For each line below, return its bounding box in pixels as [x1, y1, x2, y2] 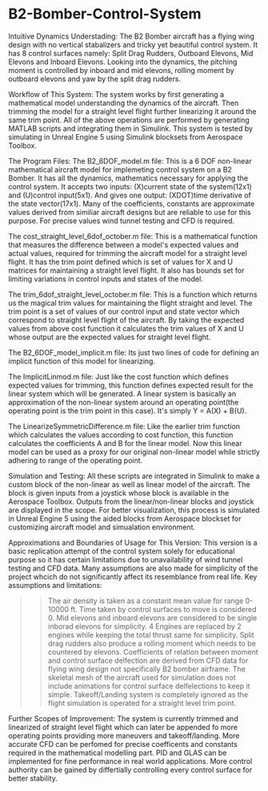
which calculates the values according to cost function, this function [8, 430, 234, 440]
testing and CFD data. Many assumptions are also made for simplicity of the [8, 563, 258, 573]
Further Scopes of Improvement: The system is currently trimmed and [8, 713, 238, 723]
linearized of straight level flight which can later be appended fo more [8, 722, 238, 732]
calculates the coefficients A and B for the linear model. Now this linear [8, 438, 242, 448]
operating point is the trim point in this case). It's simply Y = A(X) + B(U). [8, 406, 247, 416]
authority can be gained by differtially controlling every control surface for [8, 765, 253, 774]
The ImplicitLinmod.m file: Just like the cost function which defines [8, 371, 230, 381]
